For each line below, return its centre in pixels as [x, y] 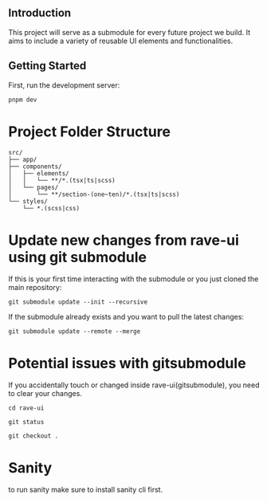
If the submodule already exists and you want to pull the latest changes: [126, 317]
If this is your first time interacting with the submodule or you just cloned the [133, 279]
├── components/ [35, 167]
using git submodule [78, 257]
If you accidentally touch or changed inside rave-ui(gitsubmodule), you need [134, 385]
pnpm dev [23, 100]
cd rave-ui [26, 408]
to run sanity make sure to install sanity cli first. [86, 490]
